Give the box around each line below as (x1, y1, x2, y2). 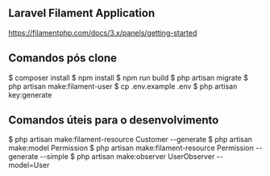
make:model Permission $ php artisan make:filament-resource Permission (8, 143, 254, 153)
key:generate (8, 90, 52, 99)
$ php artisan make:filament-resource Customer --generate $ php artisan (8, 135, 252, 145)
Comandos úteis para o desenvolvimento (8, 113, 219, 128)
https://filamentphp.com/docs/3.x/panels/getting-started (8, 27, 197, 37)
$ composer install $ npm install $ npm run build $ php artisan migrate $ (8, 73, 248, 82)
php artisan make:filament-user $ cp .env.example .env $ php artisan (8, 81, 238, 91)
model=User (8, 161, 50, 170)
